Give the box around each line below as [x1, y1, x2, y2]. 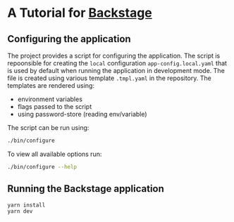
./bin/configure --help [7, 163, 78, 170]
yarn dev [7, 208, 33, 215]
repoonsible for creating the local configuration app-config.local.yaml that [7, 59, 228, 67]
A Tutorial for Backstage [7, 5, 153, 21]
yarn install [7, 202, 46, 209]
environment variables [17, 95, 83, 103]
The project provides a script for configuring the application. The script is [7, 51, 221, 60]
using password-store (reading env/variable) [17, 110, 147, 118]
